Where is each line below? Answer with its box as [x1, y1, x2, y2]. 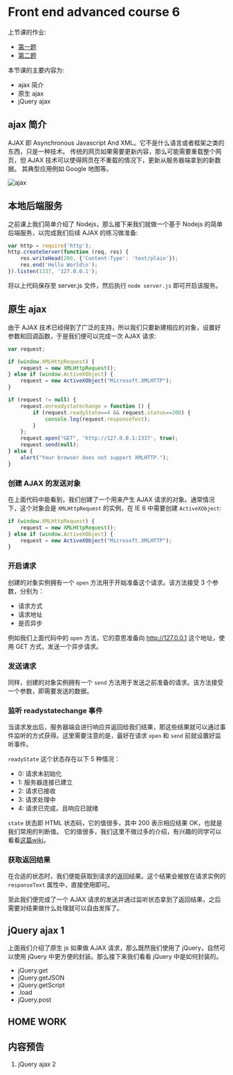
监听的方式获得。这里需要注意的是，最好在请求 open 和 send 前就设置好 [13, 731, 216, 740]
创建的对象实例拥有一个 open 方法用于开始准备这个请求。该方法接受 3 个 [8, 578, 213, 587]
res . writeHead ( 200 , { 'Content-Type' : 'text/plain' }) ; [20, 255, 178, 262]
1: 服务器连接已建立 [17, 778, 73, 787]
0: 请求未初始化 [17, 769, 62, 778]
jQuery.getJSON [17, 973, 65, 982]
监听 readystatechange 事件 [8, 706, 103, 715]
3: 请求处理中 [17, 796, 56, 804]
